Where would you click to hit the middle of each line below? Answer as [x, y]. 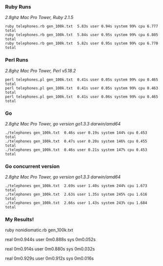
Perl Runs [17, 60]
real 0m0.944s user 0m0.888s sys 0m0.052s [51, 240]
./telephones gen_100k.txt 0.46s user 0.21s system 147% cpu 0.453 [76, 150]
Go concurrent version [32, 166]
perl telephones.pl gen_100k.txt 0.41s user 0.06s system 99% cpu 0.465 [82, 97]
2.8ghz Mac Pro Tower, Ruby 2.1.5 [39, 18]
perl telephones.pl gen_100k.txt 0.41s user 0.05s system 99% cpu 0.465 [82, 80]
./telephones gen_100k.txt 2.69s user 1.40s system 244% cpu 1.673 [76, 186]
